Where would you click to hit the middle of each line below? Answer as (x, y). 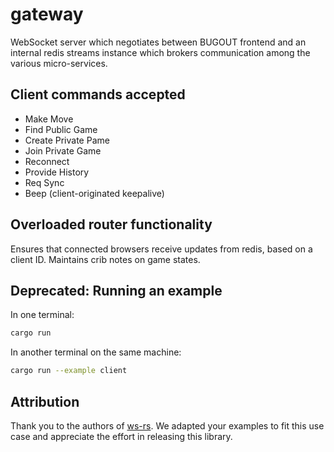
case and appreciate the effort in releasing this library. (121, 436)
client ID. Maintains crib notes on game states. (105, 259)
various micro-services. (59, 63)
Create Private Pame (67, 140)
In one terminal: (42, 315)
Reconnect (47, 161)
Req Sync (44, 182)
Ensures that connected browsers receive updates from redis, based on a (161, 249)
